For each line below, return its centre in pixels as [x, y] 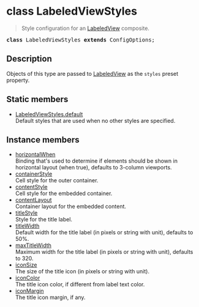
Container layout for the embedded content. [71, 207]
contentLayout [33, 200]
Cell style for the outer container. [57, 180]
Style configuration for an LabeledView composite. [85, 28]
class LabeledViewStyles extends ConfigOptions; [81, 40]
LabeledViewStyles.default [49, 114]
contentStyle [31, 187]
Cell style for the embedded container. [64, 193]
